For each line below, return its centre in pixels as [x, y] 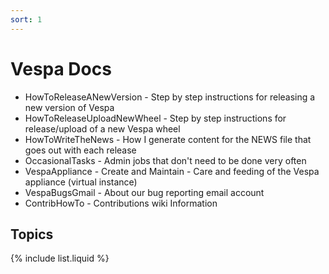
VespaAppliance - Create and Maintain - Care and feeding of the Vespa [172, 171]
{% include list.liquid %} [60, 258]
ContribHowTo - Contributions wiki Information [121, 203]
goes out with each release [80, 150]
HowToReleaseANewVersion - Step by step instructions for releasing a [170, 97]
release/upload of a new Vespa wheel [102, 128]
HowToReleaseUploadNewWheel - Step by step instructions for [155, 118]
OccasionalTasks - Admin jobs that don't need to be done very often [165, 160]
